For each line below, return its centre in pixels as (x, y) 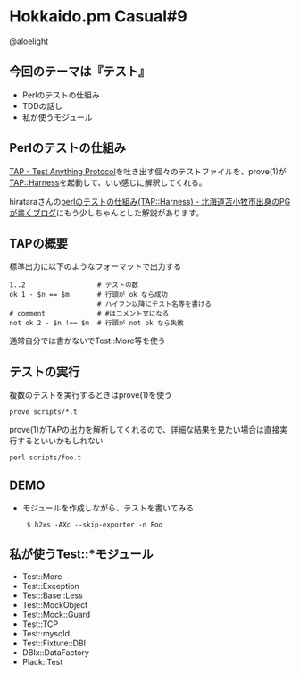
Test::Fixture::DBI (54, 643)
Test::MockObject (55, 604)
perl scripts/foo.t (46, 458)
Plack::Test (42, 661)
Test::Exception (51, 586)
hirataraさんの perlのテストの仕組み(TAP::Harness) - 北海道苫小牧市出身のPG (150, 201)
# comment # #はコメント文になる (89, 314)
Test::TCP (40, 624)
